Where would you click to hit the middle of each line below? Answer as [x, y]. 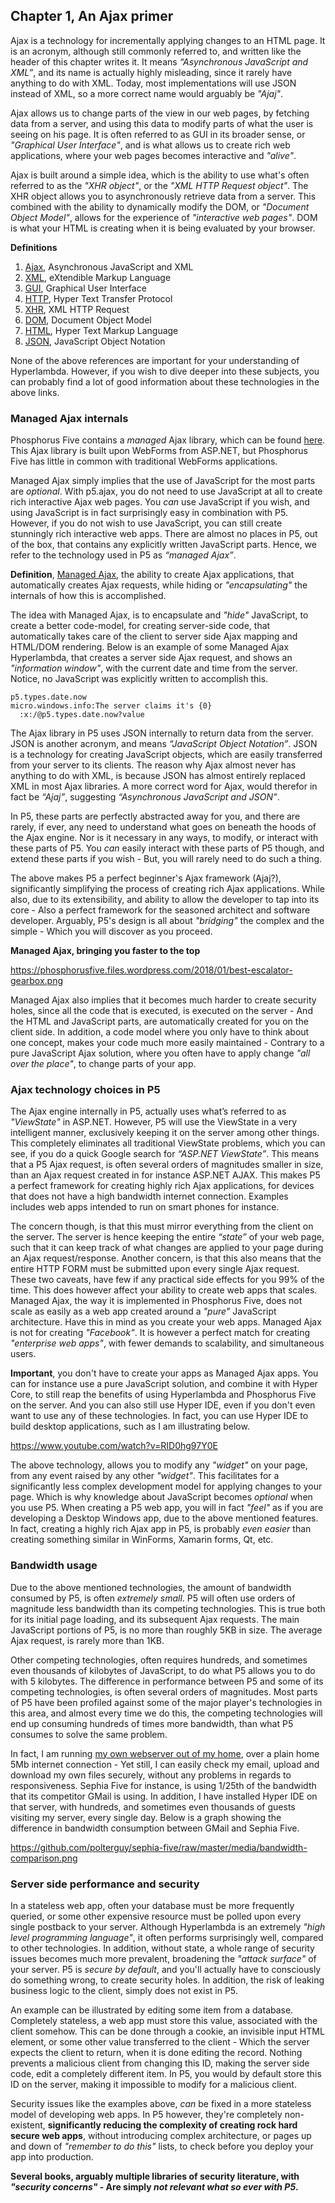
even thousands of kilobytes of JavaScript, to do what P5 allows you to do [163, 1670]
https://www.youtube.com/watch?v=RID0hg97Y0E [114, 1446]
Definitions [34, 247]
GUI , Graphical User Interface [85, 288]
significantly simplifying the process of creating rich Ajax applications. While [167, 889]
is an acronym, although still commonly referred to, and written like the [156, 51]
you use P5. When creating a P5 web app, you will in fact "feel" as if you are [167, 1508]
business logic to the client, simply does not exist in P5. [124, 1990]
